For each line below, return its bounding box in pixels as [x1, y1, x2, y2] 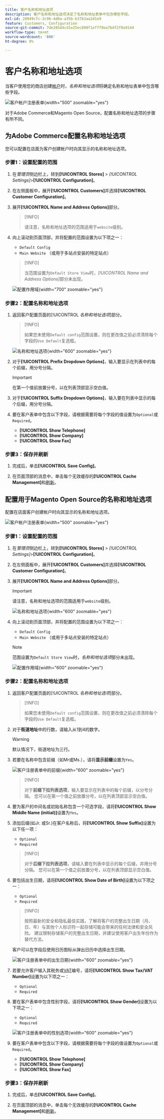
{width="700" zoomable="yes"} [38, 286, 103, 292]
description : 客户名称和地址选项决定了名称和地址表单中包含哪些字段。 [5, 12, 132, 17]
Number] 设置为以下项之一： [12, 973, 70, 979]
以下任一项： [12, 826, 38, 832]
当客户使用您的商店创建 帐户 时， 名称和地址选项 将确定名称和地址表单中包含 [5, 83, 155, 89]
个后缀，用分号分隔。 [12, 401, 55, 407]
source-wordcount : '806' [5, 35, 56, 40]
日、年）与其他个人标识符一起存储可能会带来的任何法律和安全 [24, 924, 149, 930]
